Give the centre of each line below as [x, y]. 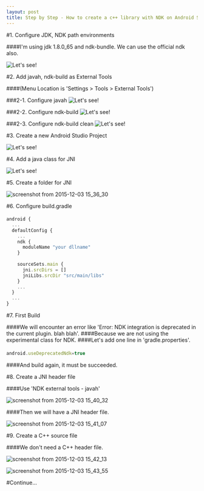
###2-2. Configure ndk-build [42, 112]
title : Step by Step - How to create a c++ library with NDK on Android [100, 18]
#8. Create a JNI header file [41, 376]
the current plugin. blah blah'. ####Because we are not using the [87, 334]
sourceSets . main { [40, 265]
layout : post [23, 12]
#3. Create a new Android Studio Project [57, 135]
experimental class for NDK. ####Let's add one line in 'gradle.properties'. [98, 340]
